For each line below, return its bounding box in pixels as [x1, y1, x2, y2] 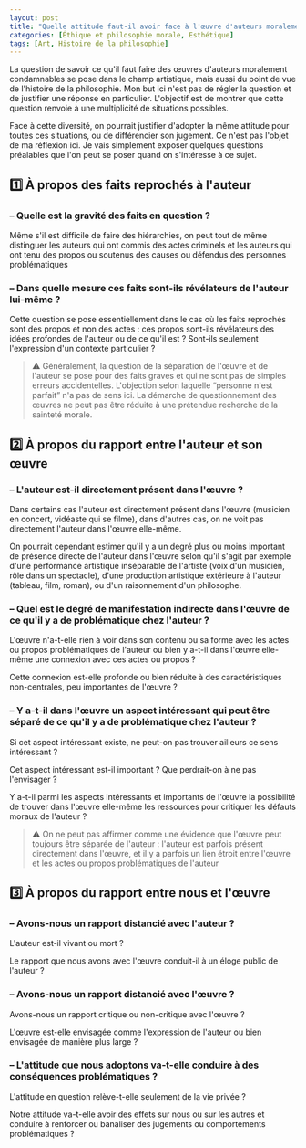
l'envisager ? [9, 774, 57, 785]
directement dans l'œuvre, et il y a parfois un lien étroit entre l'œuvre [31, 848, 291, 858]
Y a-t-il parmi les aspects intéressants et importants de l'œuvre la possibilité [9, 791, 296, 802]
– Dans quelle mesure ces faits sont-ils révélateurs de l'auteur [9, 281, 289, 294]
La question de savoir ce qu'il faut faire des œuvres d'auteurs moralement [9, 64, 288, 75]
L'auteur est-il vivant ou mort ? [9, 938, 125, 949]
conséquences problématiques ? [9, 1070, 158, 1083]
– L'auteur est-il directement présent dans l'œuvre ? [9, 483, 244, 496]
